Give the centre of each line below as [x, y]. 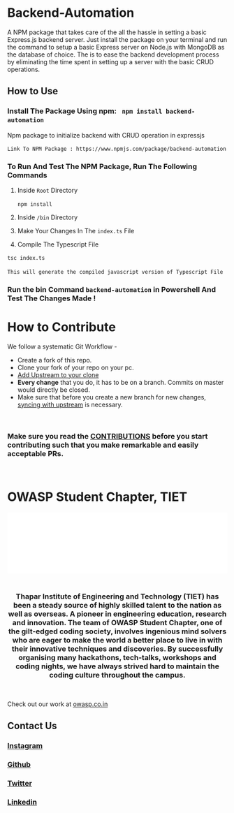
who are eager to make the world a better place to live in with [117, 640]
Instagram [25, 746]
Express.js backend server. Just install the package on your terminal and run [117, 39]
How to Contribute [62, 327]
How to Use [33, 91]
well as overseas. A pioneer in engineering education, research [117, 614]
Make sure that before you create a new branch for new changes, [111, 397]
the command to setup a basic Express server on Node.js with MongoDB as [116, 47]
